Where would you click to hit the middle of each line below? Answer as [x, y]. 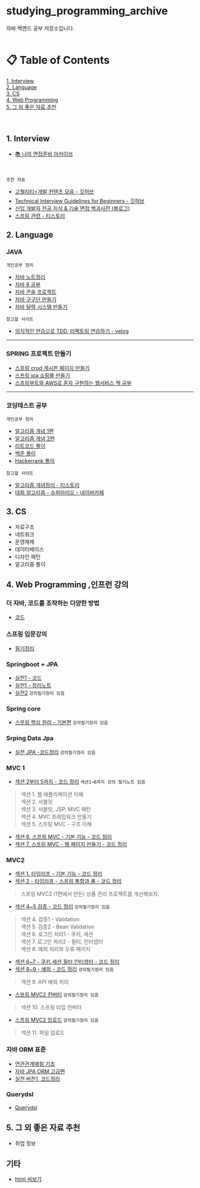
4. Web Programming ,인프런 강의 [68, 585]
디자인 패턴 [28, 557]
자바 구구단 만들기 [35, 300]
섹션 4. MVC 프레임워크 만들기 [56, 816]
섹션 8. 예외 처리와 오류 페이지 [56, 949]
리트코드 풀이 [30, 446]
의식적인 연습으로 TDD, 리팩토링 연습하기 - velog [72, 331]
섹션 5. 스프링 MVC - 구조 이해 [56, 824]
